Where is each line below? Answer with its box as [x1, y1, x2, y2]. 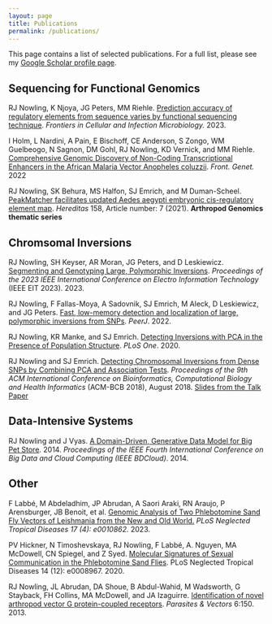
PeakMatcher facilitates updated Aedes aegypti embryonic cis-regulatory [8, 195, 254, 205]
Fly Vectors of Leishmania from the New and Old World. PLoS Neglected [8, 515, 251, 525]
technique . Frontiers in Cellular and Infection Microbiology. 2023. [8, 120, 227, 130]
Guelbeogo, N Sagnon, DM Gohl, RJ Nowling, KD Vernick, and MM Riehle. [8, 145, 255, 154]
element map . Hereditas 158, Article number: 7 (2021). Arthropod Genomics [8, 204, 264, 214]
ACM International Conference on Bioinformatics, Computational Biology [8, 374, 253, 383]
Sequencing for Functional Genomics [8, 81, 201, 95]
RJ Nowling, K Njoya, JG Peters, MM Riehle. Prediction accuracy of [8, 103, 233, 113]
